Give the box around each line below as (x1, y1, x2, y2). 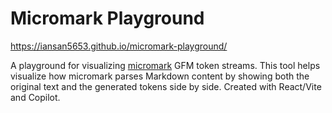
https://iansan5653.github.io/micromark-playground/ (10, 40, 228, 52)
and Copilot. (10, 91, 61, 103)
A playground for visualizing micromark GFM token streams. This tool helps (10, 59, 321, 71)
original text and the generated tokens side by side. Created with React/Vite (10, 80, 322, 92)
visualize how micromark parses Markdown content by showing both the (10, 70, 310, 82)
